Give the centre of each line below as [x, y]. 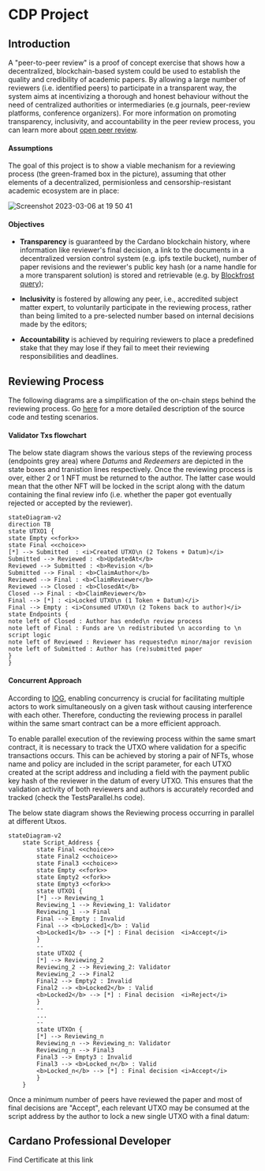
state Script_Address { [62, 842]
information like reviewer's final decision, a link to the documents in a [132, 250]
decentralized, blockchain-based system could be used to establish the [124, 71]
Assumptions [31, 148]
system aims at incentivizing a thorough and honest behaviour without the [128, 96]
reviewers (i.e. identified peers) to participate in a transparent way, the [122, 88]
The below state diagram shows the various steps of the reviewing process [130, 453]
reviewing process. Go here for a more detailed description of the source [127, 409]
